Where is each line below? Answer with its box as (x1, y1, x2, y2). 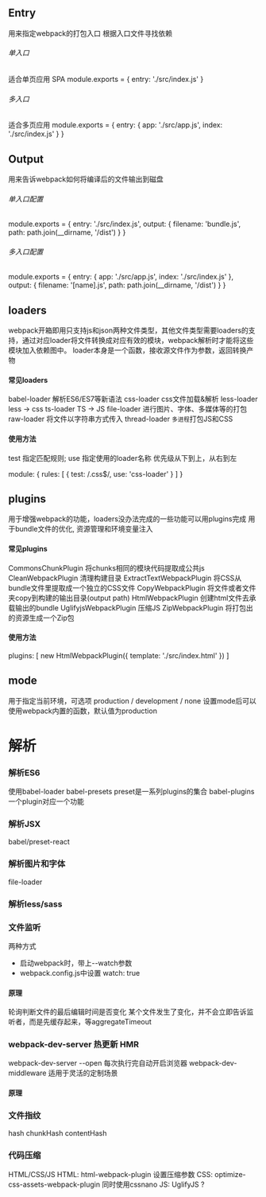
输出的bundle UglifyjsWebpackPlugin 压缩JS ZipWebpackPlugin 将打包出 (14, 602, 254, 612)
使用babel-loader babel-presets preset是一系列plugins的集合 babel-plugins (8, 787, 255, 797)
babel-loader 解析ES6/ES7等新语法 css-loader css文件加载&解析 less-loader (8, 394, 258, 404)
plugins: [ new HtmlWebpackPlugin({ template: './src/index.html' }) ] (8, 650, 229, 660)
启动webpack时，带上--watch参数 (19, 958, 133, 968)
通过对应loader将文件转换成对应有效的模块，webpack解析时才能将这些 (21, 336, 254, 345)
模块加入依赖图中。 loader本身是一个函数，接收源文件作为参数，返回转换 (8, 345, 247, 355)
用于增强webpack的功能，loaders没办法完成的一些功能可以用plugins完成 (8, 514, 247, 524)
